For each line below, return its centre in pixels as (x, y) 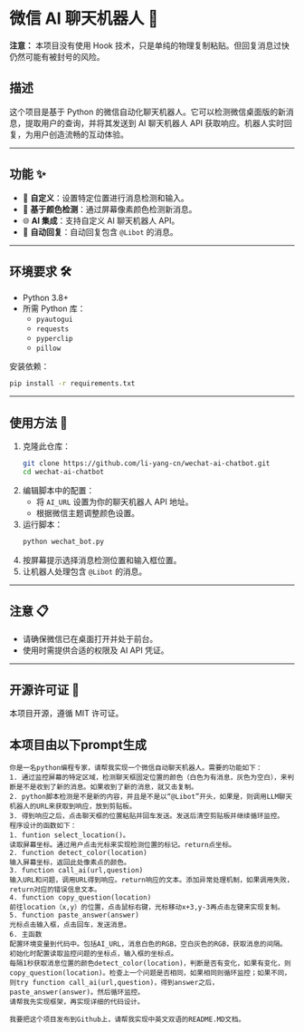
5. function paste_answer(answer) (75, 915)
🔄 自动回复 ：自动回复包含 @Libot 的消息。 (100, 231)
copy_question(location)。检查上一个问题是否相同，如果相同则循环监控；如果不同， (150, 973)
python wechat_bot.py (63, 541)
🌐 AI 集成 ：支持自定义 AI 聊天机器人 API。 (101, 220)
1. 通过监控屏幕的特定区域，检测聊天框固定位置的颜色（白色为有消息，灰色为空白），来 (148, 778)
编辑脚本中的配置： (58, 490)
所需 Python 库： (54, 308)
